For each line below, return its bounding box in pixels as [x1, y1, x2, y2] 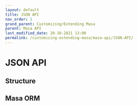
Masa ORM [5, 94, 40, 102]
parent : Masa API [5, 26, 42, 31]
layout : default [5, 7, 39, 13]
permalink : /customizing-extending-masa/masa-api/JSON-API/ [5, 36, 134, 41]
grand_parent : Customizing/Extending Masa [5, 21, 95, 27]
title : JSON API [5, 12, 39, 17]
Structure [5, 77, 36, 85]
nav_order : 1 [5, 17, 33, 22]
